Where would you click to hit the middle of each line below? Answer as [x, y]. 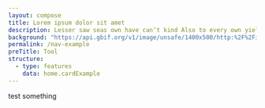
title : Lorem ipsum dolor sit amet [67, 23]
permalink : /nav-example [49, 45]
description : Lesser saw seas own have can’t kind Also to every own [125, 30]
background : [28, 37]
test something [32, 95]
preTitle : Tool [33, 52]
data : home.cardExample [62, 74]
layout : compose [35, 15]
